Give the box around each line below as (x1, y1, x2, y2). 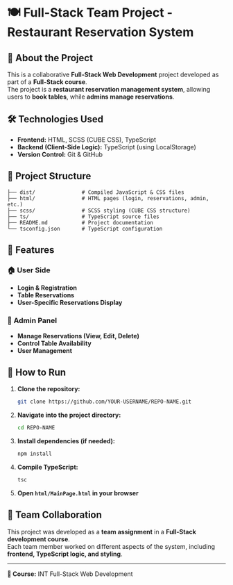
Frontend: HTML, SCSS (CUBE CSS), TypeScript (17, 135, 157, 144)
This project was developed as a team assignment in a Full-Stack (7, 527, 196, 536)
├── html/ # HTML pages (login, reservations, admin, (7, 195, 209, 201)
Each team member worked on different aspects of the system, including (7, 542, 216, 550)
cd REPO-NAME (17, 425, 55, 431)
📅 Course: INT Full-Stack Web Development (7, 570, 133, 578)
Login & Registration (17, 283, 78, 292)
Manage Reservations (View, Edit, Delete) (17, 331, 140, 340)
